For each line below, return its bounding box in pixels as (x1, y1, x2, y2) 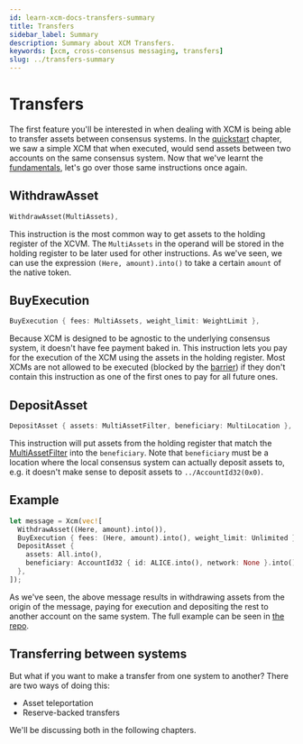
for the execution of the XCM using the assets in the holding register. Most (9, 353, 286, 363)
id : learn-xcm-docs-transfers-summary (9, 13, 155, 23)
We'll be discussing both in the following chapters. (9, 724, 197, 735)
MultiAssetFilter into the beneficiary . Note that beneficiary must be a (9, 447, 269, 458)
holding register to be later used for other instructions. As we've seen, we (9, 247, 282, 258)
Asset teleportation (22, 697, 94, 708)
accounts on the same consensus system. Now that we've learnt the (9, 152, 263, 163)
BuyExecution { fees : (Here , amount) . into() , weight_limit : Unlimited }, (17, 533, 300, 542)
